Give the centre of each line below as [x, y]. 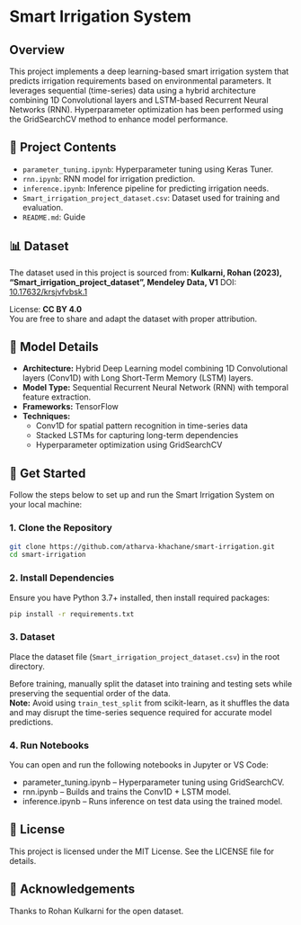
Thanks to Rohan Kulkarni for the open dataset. [97, 911]
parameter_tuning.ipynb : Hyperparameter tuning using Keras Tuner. [148, 169]
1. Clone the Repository [61, 528]
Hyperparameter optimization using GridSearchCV [129, 445]
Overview [37, 50]
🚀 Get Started [48, 473]
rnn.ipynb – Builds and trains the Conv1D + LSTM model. [127, 792]
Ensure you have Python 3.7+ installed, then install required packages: [140, 597]
